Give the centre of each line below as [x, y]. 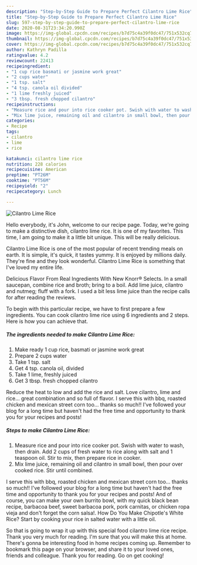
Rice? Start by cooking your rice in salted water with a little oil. [81, 519]
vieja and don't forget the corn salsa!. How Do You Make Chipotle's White [95, 513]
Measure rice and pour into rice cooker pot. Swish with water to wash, [99, 445]
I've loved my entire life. [35, 267]
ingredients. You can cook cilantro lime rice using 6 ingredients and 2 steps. [98, 315]
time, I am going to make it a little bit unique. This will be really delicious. [93, 237]
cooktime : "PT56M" [28, 181]
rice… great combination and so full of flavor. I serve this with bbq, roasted [96, 398]
